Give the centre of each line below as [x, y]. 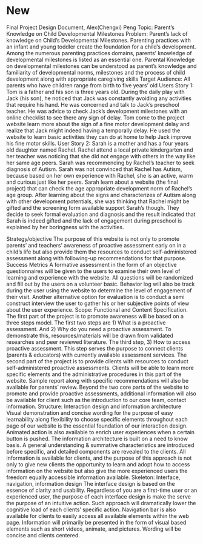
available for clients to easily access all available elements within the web [98, 515]
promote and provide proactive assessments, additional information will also [101, 393]
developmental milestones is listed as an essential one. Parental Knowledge [101, 59]
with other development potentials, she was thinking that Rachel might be [98, 201]
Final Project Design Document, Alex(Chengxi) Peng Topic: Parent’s [90, 27]
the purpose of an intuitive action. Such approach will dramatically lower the [101, 503]
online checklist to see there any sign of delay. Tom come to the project [95, 117]
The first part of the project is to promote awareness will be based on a [95, 316]
